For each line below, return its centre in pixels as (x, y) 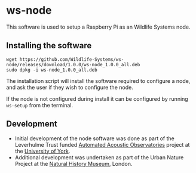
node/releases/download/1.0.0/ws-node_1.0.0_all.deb (73, 64)
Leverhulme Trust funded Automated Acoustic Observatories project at (102, 144)
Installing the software (49, 46)
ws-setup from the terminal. (40, 105)
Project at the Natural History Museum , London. (73, 163)
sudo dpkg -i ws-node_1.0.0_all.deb (52, 70)
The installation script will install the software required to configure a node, (98, 81)
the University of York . (42, 151)
